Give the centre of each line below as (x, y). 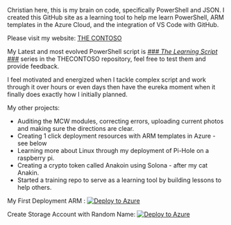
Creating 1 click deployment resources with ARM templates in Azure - (117, 136)
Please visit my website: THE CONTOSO (65, 38)
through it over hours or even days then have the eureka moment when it (111, 87)
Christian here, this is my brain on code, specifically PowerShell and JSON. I (116, 10)
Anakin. (28, 173)
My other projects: (34, 108)
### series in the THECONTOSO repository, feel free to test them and (106, 59)
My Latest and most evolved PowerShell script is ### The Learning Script (112, 52)
